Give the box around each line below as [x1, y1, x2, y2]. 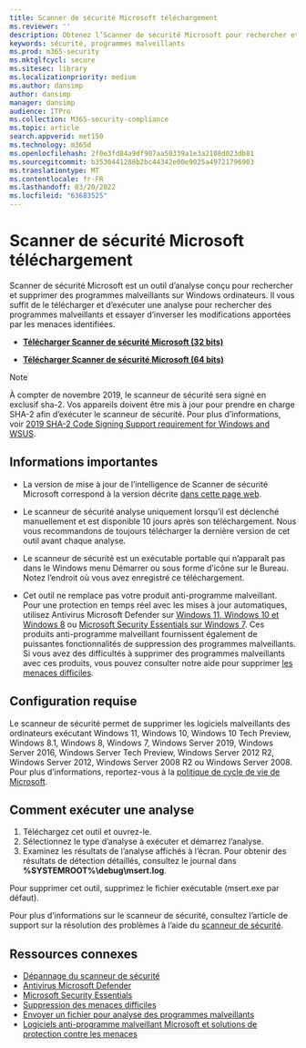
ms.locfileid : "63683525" [9, 191, 107, 200]
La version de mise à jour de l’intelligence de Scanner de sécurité [22, 478, 269, 489]
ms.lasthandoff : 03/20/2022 [9, 183, 117, 192]
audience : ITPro [9, 107, 71, 116]
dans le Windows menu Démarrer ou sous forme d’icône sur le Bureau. [22, 562, 290, 573]
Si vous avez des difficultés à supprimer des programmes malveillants [22, 648, 285, 659]
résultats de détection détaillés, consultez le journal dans [22, 856, 237, 867]
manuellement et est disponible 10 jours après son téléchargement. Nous [22, 516, 297, 527]
